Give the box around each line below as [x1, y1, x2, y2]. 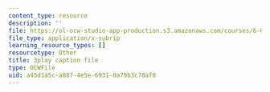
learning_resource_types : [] [8, 42, 106, 50]
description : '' [8, 19, 63, 27]
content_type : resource [8, 11, 88, 20]
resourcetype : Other [8, 49, 78, 57]
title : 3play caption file [8, 57, 99, 65]
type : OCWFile [8, 64, 56, 72]
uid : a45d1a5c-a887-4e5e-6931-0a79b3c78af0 [8, 71, 157, 79]
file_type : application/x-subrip [8, 34, 121, 42]
